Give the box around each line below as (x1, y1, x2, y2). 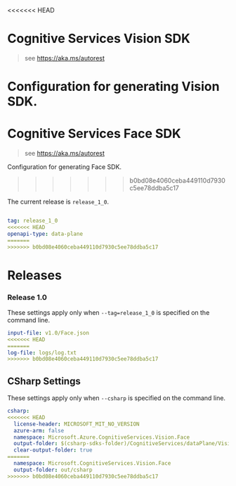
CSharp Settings (7, 375, 81, 387)
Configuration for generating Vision (7, 79, 220, 94)
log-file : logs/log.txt (7, 349, 77, 356)
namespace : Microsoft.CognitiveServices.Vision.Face (13, 460, 171, 467)
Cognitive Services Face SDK (7, 126, 181, 142)
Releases (7, 267, 62, 283)
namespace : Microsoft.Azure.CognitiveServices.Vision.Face (13, 433, 190, 441)
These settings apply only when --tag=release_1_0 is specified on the (7, 308, 210, 316)
